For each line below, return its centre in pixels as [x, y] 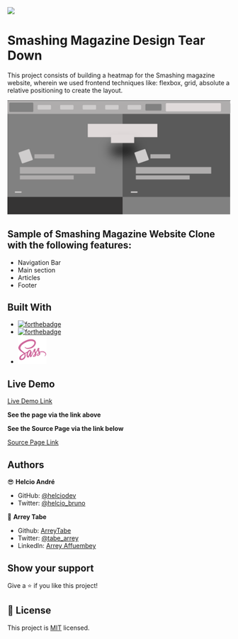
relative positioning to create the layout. [65, 90]
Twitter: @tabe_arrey [48, 538]
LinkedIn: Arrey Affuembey [57, 546]
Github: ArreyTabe [44, 531]
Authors [26, 465]
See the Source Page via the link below [66, 429]
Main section [36, 270]
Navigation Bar [39, 262]
